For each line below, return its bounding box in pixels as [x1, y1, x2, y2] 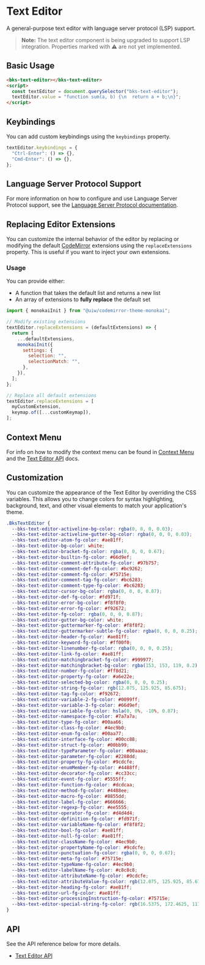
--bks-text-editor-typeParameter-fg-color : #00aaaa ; [12, 748, 149, 754]
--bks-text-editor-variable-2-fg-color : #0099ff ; [12, 696, 140, 702]
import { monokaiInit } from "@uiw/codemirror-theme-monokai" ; [6, 308, 171, 314]
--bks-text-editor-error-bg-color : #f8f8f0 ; [12, 600, 127, 606]
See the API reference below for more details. [6, 940, 121, 947]
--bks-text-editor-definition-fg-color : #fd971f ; [12, 816, 140, 822]
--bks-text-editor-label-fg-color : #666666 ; [12, 799, 127, 805]
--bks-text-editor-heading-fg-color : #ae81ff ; [12, 884, 132, 890]
